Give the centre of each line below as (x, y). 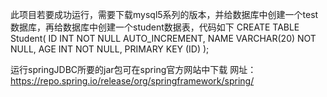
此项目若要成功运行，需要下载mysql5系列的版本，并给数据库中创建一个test (164, 14)
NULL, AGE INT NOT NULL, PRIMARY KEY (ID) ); (110, 49)
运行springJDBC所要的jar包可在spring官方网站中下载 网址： (133, 69)
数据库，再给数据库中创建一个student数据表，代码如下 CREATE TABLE (155, 27)
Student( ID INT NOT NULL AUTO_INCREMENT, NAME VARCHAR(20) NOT (163, 38)
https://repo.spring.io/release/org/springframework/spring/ (132, 81)
